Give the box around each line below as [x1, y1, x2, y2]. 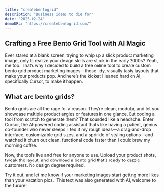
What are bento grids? [5, 93, 75, 101]
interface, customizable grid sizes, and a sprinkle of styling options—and [5, 131, 153, 138]
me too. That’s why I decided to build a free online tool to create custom [5, 63, 151, 69]
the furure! [5, 182, 27, 188]
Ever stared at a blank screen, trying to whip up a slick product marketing [5, 52, 154, 58]
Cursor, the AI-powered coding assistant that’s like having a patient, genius [5, 121, 158, 127]
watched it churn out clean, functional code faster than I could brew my [5, 137, 150, 143]
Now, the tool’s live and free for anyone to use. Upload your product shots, [5, 152, 156, 158]
